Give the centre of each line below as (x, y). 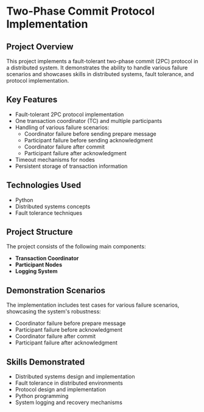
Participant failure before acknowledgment (69, 330)
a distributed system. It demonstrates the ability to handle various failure (97, 68)
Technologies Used (44, 185)
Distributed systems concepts (53, 206)
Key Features (32, 100)
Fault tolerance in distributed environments (69, 383)
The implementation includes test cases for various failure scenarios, (93, 305)
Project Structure (40, 232)
